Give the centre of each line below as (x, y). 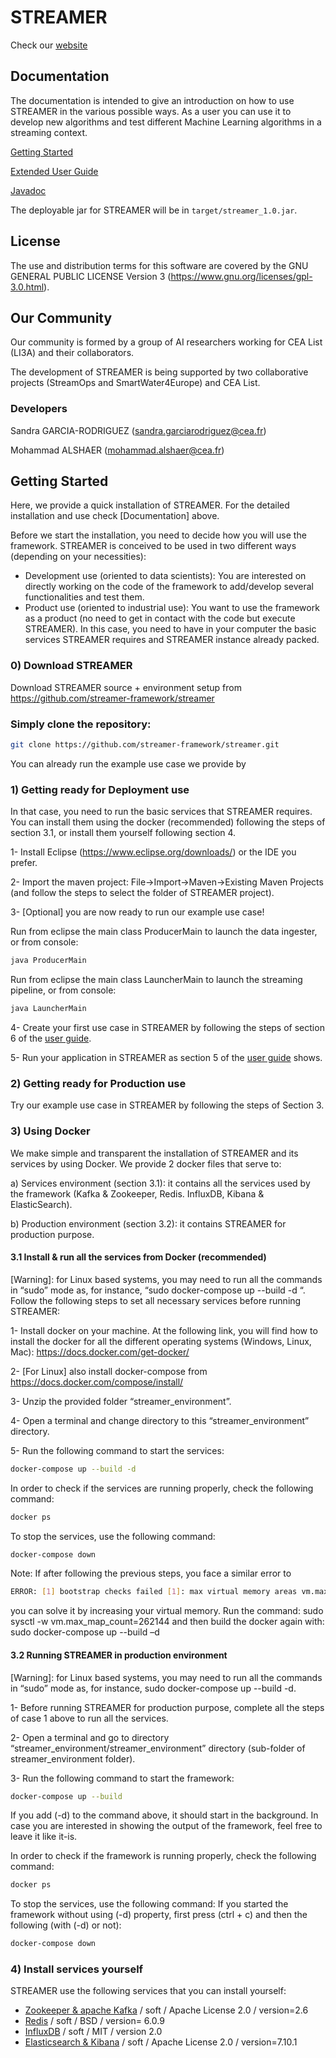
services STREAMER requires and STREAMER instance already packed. (172, 640)
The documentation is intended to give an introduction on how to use (152, 100)
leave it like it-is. (44, 1837)
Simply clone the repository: (81, 724)
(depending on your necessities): (78, 557)
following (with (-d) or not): (66, 1925)
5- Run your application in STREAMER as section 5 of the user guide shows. (166, 1057)
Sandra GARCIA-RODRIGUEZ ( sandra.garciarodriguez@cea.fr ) (138, 430)
